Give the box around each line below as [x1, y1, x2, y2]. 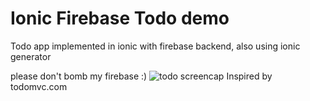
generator [10, 50, 52, 62]
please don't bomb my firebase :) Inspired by [10, 70, 273, 82]
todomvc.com [10, 80, 68, 92]
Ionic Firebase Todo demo [10, 7, 230, 30]
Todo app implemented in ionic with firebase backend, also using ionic [10, 40, 301, 52]
